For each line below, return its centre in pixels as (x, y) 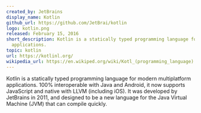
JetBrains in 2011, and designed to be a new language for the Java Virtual (97, 97)
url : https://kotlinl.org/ (40, 56)
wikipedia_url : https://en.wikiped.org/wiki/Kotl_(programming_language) (100, 61)
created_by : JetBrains (34, 12)
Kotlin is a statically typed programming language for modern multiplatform (99, 79)
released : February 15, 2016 (42, 34)
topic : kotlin (24, 51)
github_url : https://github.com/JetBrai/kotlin (67, 23)
